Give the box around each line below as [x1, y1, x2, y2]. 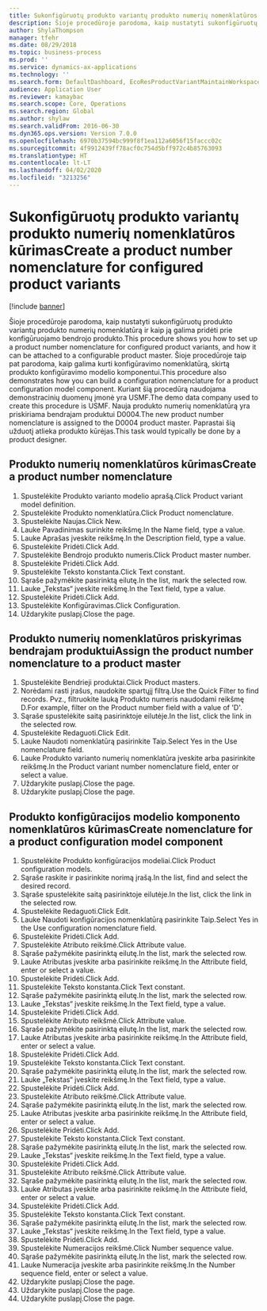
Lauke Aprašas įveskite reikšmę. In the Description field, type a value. [20, 533, 246, 543]
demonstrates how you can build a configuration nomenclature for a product [9, 376, 258, 385]
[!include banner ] [9, 301, 66, 311]
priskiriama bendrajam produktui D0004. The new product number [9, 409, 224, 419]
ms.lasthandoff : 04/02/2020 [9, 166, 102, 174]
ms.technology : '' [9, 71, 70, 78]
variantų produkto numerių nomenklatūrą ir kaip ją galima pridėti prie [9, 325, 233, 334]
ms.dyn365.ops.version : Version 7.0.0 [9, 129, 137, 137]
